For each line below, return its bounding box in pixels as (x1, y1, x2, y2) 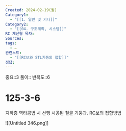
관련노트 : (5, 50, 22, 55)
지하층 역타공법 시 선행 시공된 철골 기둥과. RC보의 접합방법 (5, 110, 121, 116)
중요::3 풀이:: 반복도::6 (5, 74, 50, 81)
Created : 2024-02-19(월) (5, 7, 57, 13)
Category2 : (5, 21, 29, 27)
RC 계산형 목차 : (5, 31, 35, 36)
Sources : (5, 36, 24, 41)
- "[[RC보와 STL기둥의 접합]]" (10, 55, 69, 60)
